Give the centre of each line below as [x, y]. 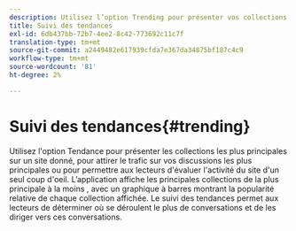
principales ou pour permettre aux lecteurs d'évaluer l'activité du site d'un [144, 170]
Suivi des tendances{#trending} [130, 126]
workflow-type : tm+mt [49, 58]
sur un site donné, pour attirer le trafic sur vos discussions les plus [131, 160]
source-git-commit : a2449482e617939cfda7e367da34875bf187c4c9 [126, 50]
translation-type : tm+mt [55, 42]
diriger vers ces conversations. [66, 217]
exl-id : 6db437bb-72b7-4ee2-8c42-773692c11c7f [97, 34]
